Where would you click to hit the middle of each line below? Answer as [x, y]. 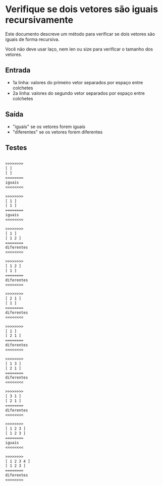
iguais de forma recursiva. [32, 39]
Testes [16, 147]
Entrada [18, 70]
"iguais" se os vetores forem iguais [49, 127]
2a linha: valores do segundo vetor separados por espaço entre [78, 93]
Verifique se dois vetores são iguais [82, 9]
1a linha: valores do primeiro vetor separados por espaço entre [78, 82]
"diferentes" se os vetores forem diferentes [58, 132]
